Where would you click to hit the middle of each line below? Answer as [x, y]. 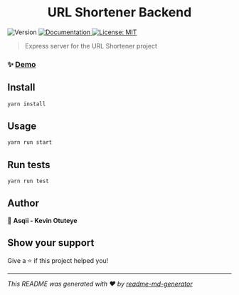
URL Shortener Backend [119, 12]
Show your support [51, 243]
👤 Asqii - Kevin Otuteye [42, 220]
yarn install [27, 104]
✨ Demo [22, 64]
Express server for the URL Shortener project [91, 46]
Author [23, 203]
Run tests [29, 165]
